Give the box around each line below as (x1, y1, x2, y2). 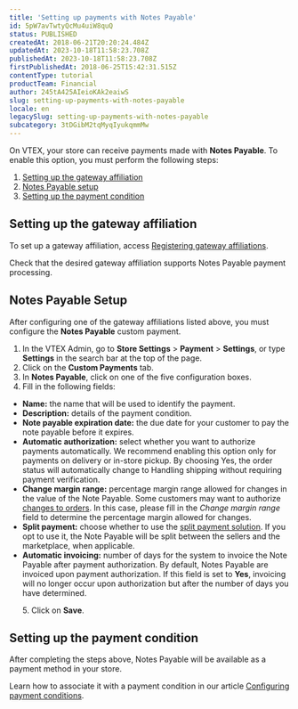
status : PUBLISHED (9, 29, 77, 38)
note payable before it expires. (21, 427, 135, 437)
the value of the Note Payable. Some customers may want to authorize (21, 493, 282, 503)
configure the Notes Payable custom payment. (9, 326, 181, 337)
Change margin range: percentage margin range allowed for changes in (21, 483, 287, 494)
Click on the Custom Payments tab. (21, 362, 154, 372)
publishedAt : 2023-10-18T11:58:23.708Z (9, 54, 157, 63)
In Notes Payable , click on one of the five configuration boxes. (21, 371, 252, 382)
